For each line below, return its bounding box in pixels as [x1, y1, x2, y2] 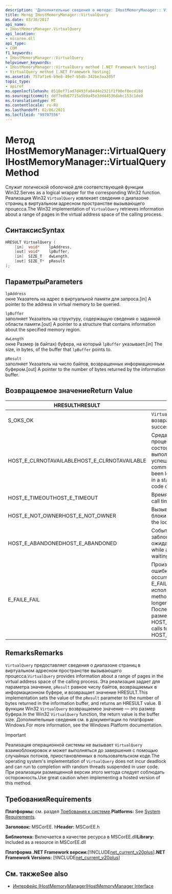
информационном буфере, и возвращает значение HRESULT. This [5, 690, 148, 696]
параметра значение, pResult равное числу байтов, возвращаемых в [5, 684, 157, 690]
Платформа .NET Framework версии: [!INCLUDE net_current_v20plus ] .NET [5, 849, 165, 856]
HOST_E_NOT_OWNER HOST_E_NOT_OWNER [8, 512, 116, 519]
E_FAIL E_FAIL [8, 596, 40, 603]
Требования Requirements [5, 795, 92, 803]
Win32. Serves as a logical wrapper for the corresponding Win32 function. [5, 189, 161, 195]
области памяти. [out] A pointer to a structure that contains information [5, 321, 156, 327]
